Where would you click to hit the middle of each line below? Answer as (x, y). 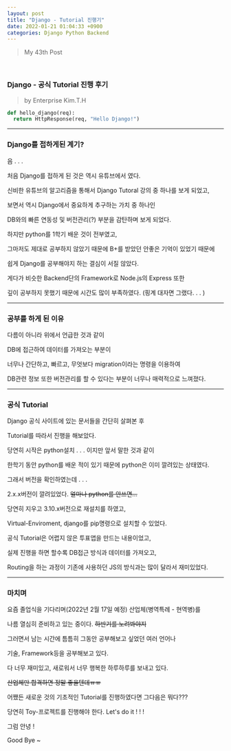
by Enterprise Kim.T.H (55, 100)
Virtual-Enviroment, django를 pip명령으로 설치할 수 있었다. (87, 523)
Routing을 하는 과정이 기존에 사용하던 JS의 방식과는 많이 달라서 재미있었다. (108, 567)
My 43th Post (43, 52)
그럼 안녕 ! (21, 726)
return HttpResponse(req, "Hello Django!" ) (76, 119)
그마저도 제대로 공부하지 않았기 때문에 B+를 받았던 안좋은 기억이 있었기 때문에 (111, 248)
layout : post (26, 13)
